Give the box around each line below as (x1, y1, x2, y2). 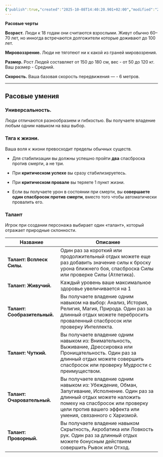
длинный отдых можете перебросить (60, 311, 149, 318)
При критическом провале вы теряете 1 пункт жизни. (12, 179, 125, 185)
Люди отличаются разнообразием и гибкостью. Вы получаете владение (5, 117, 156, 124)
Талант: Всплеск (7, 256, 48, 262)
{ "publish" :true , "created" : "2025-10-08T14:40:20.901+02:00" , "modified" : (5, 7, 155, 12)
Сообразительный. (7, 311, 54, 318)
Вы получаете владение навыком (60, 420, 140, 426)
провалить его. (12, 199, 44, 205)
